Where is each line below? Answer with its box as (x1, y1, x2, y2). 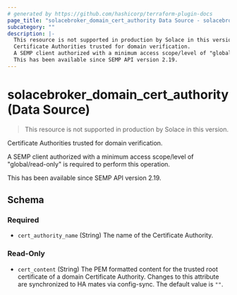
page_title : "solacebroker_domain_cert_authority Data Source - (7, 17, 200, 24)
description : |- (7, 30, 55, 37)
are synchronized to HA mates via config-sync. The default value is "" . (17, 279, 224, 288)
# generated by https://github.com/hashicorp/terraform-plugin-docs (7, 10, 213, 18)
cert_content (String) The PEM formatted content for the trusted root (17, 265, 219, 273)
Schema (7, 194, 44, 206)
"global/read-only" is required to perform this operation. (7, 159, 171, 168)
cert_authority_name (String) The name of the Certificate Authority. (17, 231, 214, 240)
